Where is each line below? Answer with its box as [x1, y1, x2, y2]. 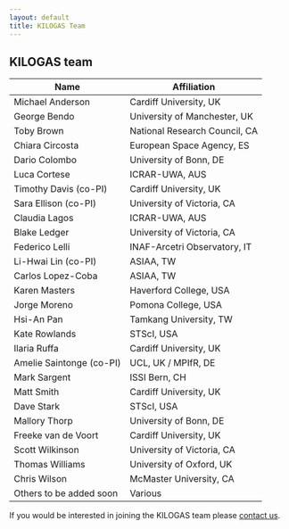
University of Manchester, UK [129, 111, 254, 123]
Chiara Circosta [13, 139, 79, 152]
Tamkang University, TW [129, 313, 234, 326]
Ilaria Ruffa [13, 343, 60, 355]
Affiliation [172, 81, 216, 94]
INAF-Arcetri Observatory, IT [129, 241, 252, 253]
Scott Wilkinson [13, 443, 79, 456]
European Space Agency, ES [129, 139, 250, 152]
